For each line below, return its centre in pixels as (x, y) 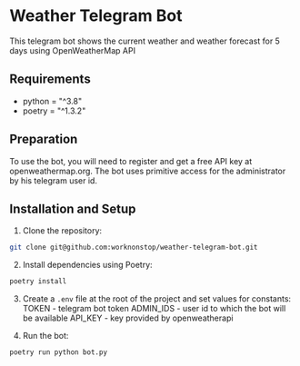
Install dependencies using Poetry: (87, 265)
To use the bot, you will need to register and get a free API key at (131, 161)
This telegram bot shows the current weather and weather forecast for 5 (145, 41)
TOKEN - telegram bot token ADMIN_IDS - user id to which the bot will (154, 309)
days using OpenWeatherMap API (73, 50)
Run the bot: (45, 336)
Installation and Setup (73, 208)
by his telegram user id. (54, 180)
